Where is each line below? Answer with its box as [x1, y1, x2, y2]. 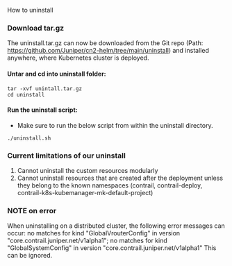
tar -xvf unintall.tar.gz [7, 85, 82, 92]
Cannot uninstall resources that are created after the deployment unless [17, 174, 224, 182]
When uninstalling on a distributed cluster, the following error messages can [7, 222, 226, 230]
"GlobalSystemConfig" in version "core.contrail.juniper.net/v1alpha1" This [7, 244, 217, 252]
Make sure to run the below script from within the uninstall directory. [17, 121, 213, 129]
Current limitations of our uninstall [7, 151, 126, 160]
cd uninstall [7, 91, 45, 98]
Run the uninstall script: [7, 106, 78, 114]
